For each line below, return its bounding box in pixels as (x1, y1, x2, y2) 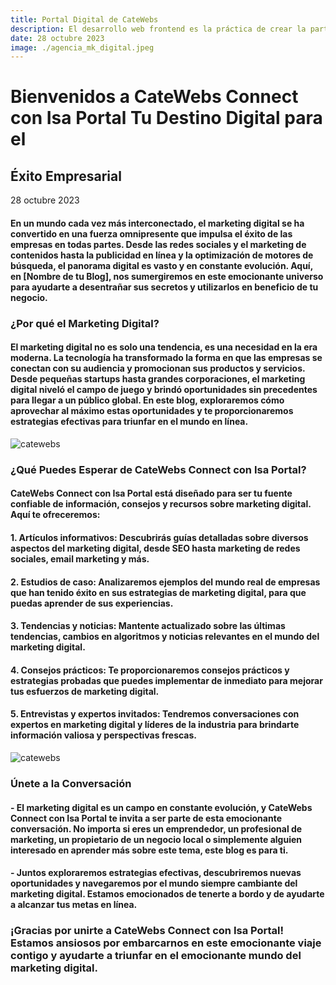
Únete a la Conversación (10, 776, 132, 790)
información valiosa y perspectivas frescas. (10, 729, 198, 741)
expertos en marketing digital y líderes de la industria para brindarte (10, 719, 300, 731)
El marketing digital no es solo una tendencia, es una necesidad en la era (10, 341, 318, 353)
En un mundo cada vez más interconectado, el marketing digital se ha (10, 217, 305, 229)
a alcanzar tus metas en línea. (10, 899, 138, 911)
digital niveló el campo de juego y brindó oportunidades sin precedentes (10, 384, 318, 396)
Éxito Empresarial (10, 167, 122, 185)
